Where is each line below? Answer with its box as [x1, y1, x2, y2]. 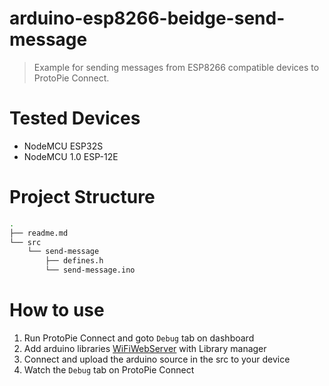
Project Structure [9, 186, 156, 209]
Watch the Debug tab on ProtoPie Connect [23, 364, 195, 376]
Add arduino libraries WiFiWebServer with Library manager [23, 343, 267, 354]
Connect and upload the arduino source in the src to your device [23, 353, 291, 365]
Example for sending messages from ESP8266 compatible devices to [33, 61, 320, 73]
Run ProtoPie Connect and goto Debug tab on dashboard [23, 332, 255, 344]
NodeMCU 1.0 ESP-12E [23, 150, 119, 162]
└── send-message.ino [45, 265, 136, 276]
